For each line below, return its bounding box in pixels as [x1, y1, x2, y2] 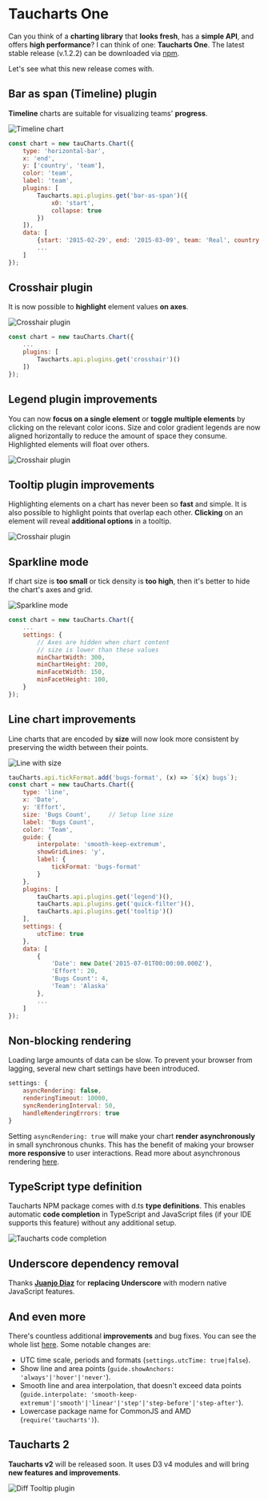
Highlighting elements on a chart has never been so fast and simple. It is [8, 499, 247, 509]
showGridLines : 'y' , [37, 848, 106, 856]
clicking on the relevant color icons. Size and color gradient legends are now [8, 422, 261, 432]
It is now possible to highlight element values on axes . [8, 302, 189, 312]
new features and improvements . [8, 1467, 121, 1477]
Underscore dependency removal [8, 1257, 179, 1270]
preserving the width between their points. [8, 742, 149, 752]
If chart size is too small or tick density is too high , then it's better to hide [8, 576, 250, 586]
